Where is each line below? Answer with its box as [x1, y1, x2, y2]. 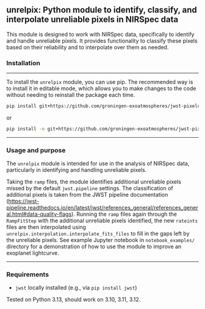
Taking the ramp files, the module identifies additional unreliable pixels [6, 178, 182, 185]
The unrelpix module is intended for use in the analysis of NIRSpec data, [6, 160, 190, 167]
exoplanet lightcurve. [6, 249, 59, 257]
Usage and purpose [6, 146, 66, 154]
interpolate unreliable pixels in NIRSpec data [6, 15, 179, 25]
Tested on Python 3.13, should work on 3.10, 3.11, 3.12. [6, 296, 141, 304]
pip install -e [6, 126, 45, 132]
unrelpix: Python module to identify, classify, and [6, 5, 197, 15]
